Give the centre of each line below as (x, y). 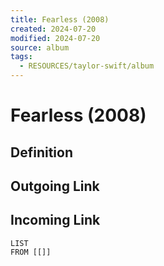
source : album (40, 47)
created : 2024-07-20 (53, 29)
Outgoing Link (55, 186)
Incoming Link (55, 220)
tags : (21, 57)
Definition (41, 152)
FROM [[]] (31, 252)
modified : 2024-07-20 (55, 38)
